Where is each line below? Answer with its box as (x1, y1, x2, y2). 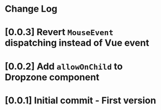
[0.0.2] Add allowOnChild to (5, 61, 123, 72)
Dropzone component (5, 71, 99, 83)
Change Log (5, 3, 57, 15)
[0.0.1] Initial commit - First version (5, 95, 156, 106)
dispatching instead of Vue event (5, 37, 149, 49)
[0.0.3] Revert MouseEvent (5, 26, 114, 38)
